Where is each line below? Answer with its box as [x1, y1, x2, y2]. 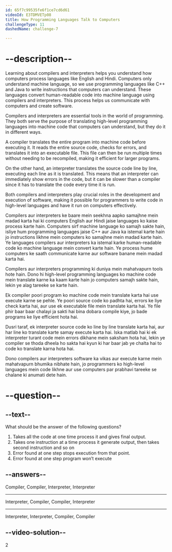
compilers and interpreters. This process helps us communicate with [5, 97, 150, 104]
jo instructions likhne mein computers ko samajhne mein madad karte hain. [5, 234, 163, 240]
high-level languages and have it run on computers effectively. [5, 202, 137, 209]
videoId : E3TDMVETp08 [5, 12, 52, 17]
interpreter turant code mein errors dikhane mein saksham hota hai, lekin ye [5, 335, 165, 341]
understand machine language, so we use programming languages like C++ [5, 81, 165, 87]
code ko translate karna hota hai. [5, 345, 75, 352]
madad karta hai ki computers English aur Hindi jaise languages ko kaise [5, 218, 158, 224]
